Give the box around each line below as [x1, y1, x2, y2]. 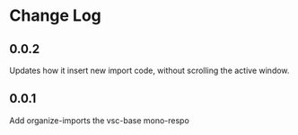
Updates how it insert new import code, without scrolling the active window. [9, 65, 290, 76]
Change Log [9, 5, 101, 26]
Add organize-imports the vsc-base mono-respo [9, 114, 190, 126]
